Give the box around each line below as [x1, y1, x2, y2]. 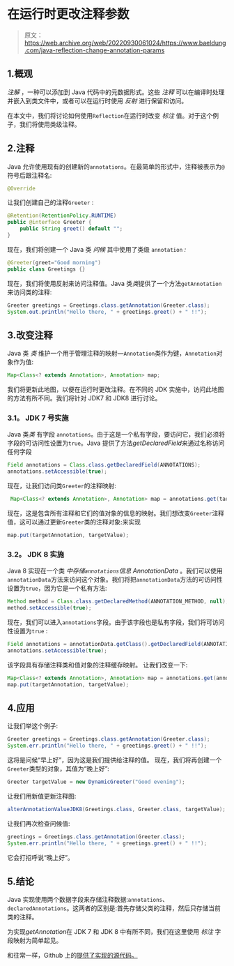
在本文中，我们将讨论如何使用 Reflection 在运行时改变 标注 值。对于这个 [7, 111, 213, 119]
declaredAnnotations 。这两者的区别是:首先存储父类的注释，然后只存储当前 [7, 904, 221, 912]
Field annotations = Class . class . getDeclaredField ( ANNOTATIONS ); [7, 462, 201, 469]
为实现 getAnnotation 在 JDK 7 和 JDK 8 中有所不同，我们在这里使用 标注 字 [7, 928, 221, 936]
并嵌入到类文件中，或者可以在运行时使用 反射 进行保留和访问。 [7, 96, 188, 105]
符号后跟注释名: [7, 171, 52, 179]
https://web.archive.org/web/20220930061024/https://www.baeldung [24, 38, 226, 47]
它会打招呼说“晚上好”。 [7, 853, 75, 861]
